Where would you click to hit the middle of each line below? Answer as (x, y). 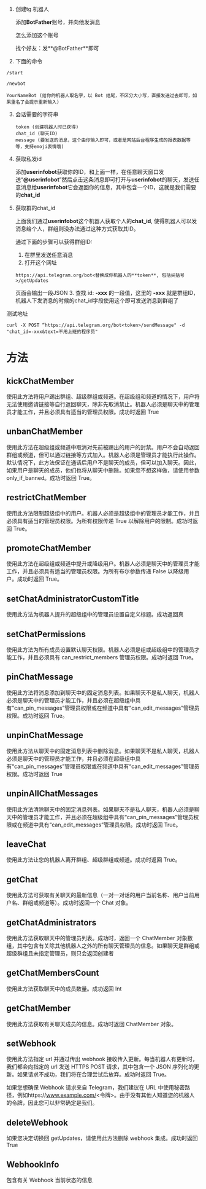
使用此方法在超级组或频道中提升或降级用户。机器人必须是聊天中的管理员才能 (103, 563)
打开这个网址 (40, 262)
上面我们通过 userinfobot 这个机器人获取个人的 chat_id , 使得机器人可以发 (106, 221)
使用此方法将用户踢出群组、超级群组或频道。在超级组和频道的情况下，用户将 (103, 396)
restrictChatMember (47, 497)
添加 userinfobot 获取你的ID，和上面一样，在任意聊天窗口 (87, 172)
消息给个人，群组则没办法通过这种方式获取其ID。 (77, 229)
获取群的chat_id (35, 208)
